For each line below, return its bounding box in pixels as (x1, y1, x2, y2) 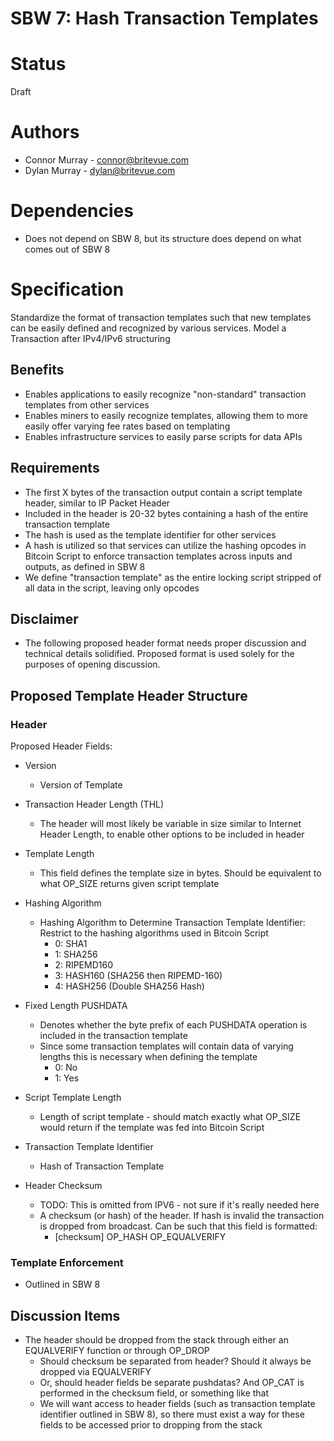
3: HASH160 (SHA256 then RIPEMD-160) (54, 970, 223, 982)
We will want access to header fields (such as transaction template (39, 1398, 316, 1410)
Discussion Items (10, 1307, 121, 1324)
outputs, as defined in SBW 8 (24, 560, 146, 572)
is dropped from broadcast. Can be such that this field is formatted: (39, 1220, 318, 1232)
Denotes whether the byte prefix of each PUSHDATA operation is (39, 1019, 308, 1031)
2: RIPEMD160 (54, 959, 113, 971)
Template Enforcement (10, 1255, 124, 1269)
